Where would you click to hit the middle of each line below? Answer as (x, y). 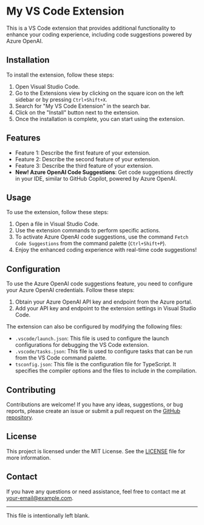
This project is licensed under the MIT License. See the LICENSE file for (96, 451)
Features (23, 138)
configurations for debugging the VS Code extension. (82, 345)
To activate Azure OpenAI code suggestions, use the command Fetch (102, 237)
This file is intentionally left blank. (48, 515)
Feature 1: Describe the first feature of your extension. (83, 153)
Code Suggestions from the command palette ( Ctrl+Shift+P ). (91, 243)
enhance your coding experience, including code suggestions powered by (99, 34)
